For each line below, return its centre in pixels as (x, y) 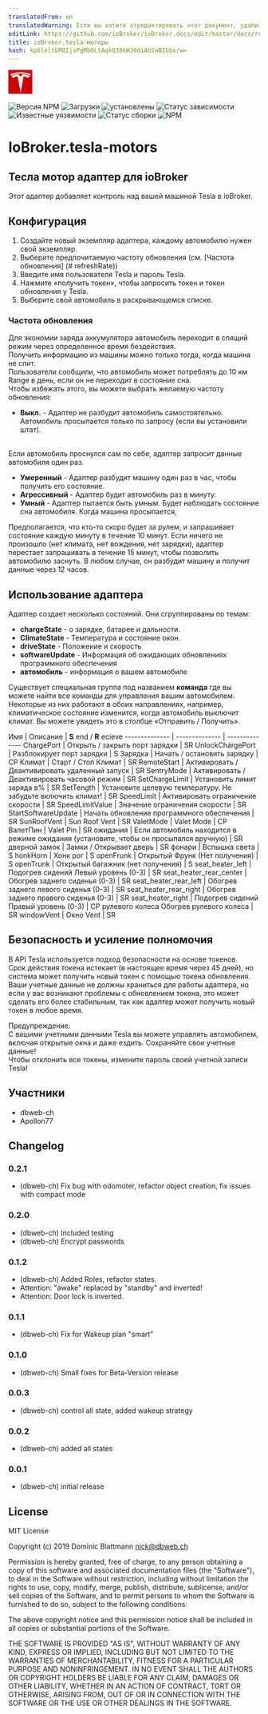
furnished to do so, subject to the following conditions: (98, 1605)
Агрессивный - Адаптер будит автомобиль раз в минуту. (118, 494)
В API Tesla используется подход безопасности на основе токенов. (123, 959)
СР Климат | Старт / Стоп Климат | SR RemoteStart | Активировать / (123, 762)
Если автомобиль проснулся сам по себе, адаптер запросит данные (125, 454)
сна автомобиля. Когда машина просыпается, (98, 512)
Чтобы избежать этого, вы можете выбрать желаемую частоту (116, 389)
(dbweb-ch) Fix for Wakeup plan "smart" (87, 1335)
